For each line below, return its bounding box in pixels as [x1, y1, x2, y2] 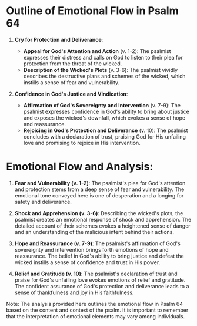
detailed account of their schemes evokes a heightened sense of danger [14, 222, 191, 229]
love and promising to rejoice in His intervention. [23, 139, 141, 146]
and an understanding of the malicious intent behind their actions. [14, 228, 175, 235]
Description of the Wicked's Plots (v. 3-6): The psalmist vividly [23, 66, 178, 73]
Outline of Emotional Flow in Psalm [6, 4, 179, 18]
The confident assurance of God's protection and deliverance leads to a [14, 282, 189, 289]
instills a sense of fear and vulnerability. [23, 78, 120, 86]
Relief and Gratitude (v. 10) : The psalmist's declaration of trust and [14, 270, 178, 277]
